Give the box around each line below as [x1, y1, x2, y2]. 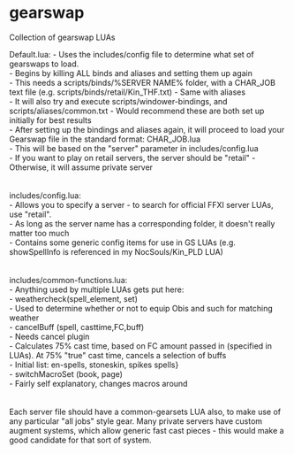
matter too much [9, 227, 70, 238]
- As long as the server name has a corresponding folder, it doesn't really [9, 218, 275, 228]
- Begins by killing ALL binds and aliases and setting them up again [9, 67, 253, 78]
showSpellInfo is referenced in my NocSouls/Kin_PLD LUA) [9, 246, 223, 257]
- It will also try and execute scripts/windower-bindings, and [9, 96, 228, 106]
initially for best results [9, 114, 92, 126]
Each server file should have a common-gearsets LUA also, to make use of [9, 406, 281, 417]
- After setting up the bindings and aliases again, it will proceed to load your [9, 124, 285, 135]
